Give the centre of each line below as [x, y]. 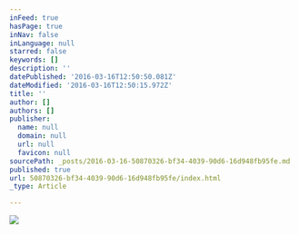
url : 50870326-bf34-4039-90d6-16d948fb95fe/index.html [115, 178]
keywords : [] [34, 60]
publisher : [30, 119]
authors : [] [32, 111]
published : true [40, 170]
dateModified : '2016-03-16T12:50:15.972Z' [91, 85]
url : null [36, 144]
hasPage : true [36, 26]
